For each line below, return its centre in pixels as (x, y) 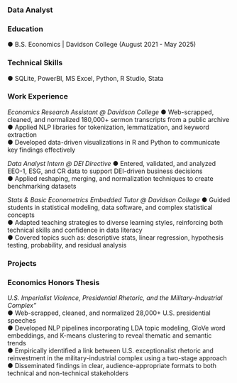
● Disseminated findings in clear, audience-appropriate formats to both (112, 366)
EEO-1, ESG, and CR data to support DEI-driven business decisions (105, 171)
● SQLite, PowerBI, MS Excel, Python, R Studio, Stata (86, 78)
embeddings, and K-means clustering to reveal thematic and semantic (110, 335)
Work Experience (38, 96)
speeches (22, 321)
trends (17, 343)
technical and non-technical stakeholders (68, 373)
